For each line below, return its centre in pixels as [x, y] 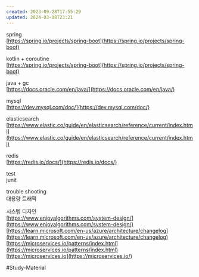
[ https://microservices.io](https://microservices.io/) [69, 256]
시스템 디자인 [21, 211]
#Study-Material [26, 267]
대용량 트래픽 [21, 198]
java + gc [18, 83]
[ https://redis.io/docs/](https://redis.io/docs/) [62, 162]
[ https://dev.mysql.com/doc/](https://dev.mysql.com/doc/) [78, 107]
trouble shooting [26, 191]
